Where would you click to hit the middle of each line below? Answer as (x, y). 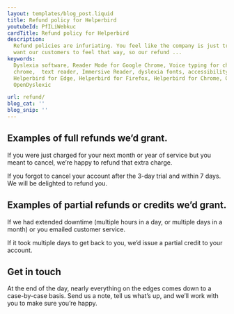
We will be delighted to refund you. (57, 183)
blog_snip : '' (28, 110)
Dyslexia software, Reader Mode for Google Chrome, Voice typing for (116, 65)
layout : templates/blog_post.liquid (60, 14)
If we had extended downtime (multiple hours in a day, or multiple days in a (115, 222)
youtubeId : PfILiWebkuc (42, 26)
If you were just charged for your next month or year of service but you (109, 155)
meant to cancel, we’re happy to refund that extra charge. (90, 162)
